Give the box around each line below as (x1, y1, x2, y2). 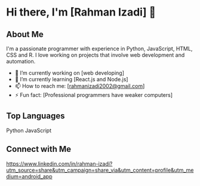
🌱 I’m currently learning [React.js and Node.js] (14, 76, 128, 83)
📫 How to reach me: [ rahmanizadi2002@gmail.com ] (14, 83, 145, 89)
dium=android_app (6, 173, 53, 180)
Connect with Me (6, 144, 72, 154)
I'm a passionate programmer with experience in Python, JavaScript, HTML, (6, 45, 193, 52)
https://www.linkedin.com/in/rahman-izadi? (6, 160, 113, 167)
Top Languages (6, 111, 65, 121)
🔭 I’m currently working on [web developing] (14, 69, 124, 77)
